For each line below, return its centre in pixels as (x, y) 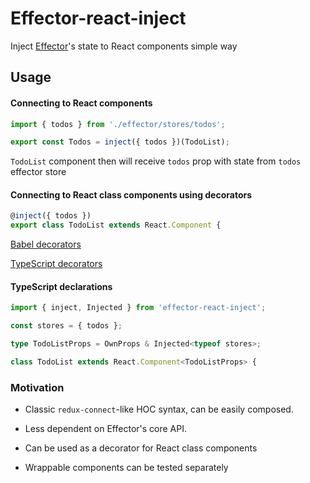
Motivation (37, 387)
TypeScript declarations (61, 286)
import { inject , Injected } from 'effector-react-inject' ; (138, 308)
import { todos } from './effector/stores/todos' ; (118, 124)
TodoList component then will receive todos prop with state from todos (156, 161)
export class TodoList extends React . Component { (116, 225)
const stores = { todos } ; (66, 326)
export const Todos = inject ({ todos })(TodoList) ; (120, 142)
